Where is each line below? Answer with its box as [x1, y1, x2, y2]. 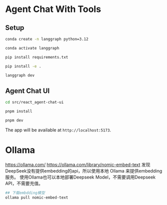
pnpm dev [5, 117, 24, 123]
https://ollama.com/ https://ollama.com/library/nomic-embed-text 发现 [5, 161, 150, 167]
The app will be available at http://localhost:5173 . [5, 126, 111, 133]
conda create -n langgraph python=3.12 [5, 36, 89, 41]
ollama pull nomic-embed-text [5, 195, 69, 200]
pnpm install [5, 109, 33, 114]
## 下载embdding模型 [5, 190, 45, 195]
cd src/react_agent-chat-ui [5, 100, 64, 105]
